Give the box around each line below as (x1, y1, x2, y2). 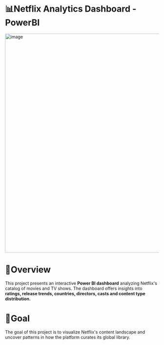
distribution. (5, 296, 31, 302)
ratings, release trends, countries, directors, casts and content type (5, 290, 145, 296)
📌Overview (5, 264, 51, 275)
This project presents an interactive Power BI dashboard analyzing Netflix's (5, 280, 158, 286)
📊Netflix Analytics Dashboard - (5, 3, 137, 15)
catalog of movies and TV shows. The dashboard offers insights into (5, 285, 143, 291)
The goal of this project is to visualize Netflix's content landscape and (5, 329, 145, 335)
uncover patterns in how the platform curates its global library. (5, 334, 130, 340)
